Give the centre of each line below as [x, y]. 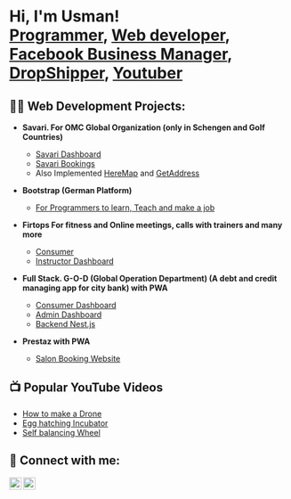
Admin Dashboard [69, 315]
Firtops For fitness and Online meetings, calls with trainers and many [152, 225]
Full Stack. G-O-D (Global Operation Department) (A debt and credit [150, 278]
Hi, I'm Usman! [65, 16]
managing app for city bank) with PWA [95, 288]
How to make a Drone [62, 413]
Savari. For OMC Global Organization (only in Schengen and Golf [143, 127]
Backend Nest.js [65, 324]
